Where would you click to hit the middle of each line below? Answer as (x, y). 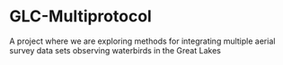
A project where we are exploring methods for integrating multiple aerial (142, 41)
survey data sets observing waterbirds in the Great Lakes (115, 50)
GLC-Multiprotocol (81, 16)
